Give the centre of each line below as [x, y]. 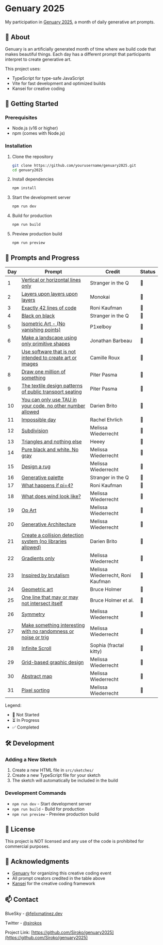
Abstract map [37, 676]
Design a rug [36, 466]
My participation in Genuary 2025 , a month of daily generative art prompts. [80, 22]
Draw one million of [44, 372]
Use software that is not [49, 352]
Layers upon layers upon [50, 294]
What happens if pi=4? [48, 485]
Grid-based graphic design [53, 662]
